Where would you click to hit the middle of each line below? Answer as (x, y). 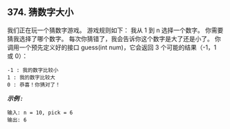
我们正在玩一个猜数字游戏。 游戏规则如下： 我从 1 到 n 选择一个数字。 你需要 (115, 30)
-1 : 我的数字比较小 (33, 70)
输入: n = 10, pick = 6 (40, 113)
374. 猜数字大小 (41, 12)
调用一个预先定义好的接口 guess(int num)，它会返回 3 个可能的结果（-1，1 (112, 47)
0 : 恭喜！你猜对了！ (34, 84)
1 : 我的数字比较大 (31, 78)
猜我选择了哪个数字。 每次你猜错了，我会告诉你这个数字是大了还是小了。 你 (114, 38)
